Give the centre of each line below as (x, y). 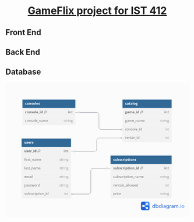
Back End (23, 52)
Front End (23, 32)
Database (23, 72)
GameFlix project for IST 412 (97, 11)
